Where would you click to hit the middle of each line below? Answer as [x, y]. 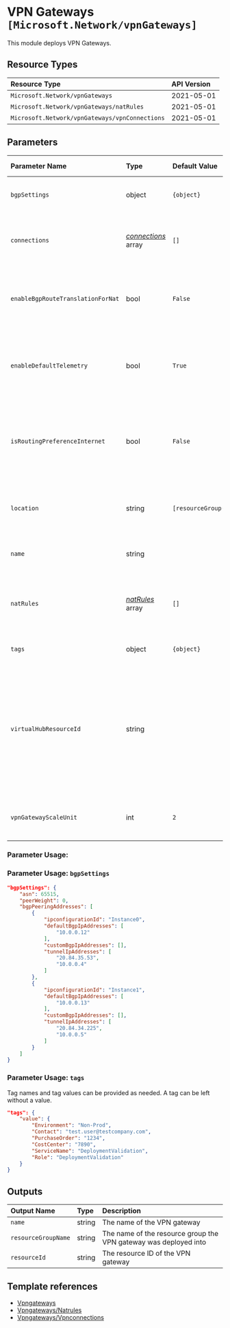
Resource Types [42, 65]
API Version [191, 84]
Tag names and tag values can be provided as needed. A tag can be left [108, 1092]
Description [122, 1211]
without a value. [30, 1100]
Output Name [33, 1211]
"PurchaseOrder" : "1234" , [69, 1138]
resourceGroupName [40, 1238]
